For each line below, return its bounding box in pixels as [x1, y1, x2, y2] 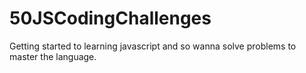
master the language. [9, 50, 97, 62]
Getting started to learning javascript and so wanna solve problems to [9, 40, 297, 52]
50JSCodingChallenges [9, 7, 212, 30]
